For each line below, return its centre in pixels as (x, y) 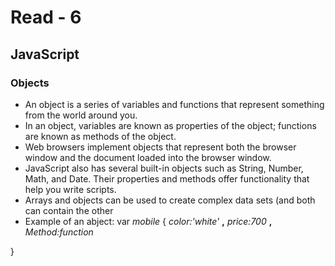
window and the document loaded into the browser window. (148, 157)
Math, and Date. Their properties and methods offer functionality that (167, 178)
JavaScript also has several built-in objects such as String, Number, (164, 168)
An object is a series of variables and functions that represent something (174, 104)
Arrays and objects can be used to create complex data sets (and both (170, 200)
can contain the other (69, 210)
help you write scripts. (70, 189)
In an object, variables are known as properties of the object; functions (170, 125)
